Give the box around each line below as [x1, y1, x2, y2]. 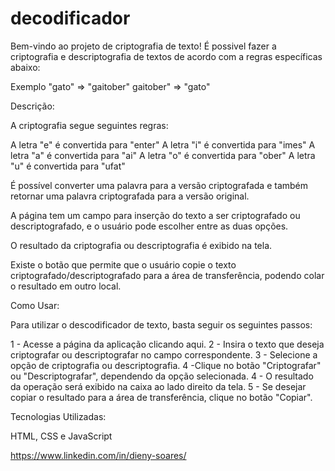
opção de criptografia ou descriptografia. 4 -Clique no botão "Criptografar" [10, 359, 322, 371]
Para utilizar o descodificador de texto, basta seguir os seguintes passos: [10, 318, 313, 331]
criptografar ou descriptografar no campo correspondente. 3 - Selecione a [10, 348, 318, 361]
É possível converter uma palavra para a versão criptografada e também [10, 179, 309, 191]
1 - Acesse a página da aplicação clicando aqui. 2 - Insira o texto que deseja [10, 338, 325, 350]
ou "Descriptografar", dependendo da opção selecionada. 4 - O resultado [10, 370, 314, 382]
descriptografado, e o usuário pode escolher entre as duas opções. [10, 220, 289, 232]
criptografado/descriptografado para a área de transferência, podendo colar [10, 269, 325, 281]
